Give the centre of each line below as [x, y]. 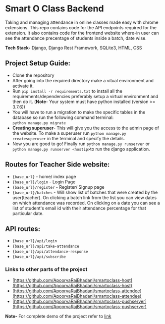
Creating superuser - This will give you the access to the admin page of [86, 128]
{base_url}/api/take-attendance [46, 246]
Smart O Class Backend [55, 9]
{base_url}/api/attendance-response [50, 252]
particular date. [28, 213]
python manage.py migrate [39, 123]
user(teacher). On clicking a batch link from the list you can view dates [84, 197]
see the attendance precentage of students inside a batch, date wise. [76, 38]
